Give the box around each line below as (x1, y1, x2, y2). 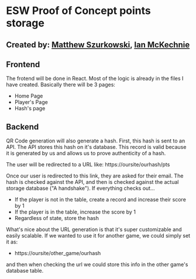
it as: (6, 238, 18, 246)
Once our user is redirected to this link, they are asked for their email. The (6, 172, 184, 179)
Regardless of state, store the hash (14, 215, 99, 222)
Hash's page (14, 105, 46, 112)
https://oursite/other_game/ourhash (14, 250, 101, 257)
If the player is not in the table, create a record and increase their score (14, 196, 186, 203)
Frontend (6, 60, 40, 69)
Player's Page (14, 99, 48, 106)
